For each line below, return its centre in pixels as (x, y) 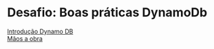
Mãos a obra (25, 38)
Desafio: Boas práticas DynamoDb (107, 13)
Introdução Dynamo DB (40, 31)
